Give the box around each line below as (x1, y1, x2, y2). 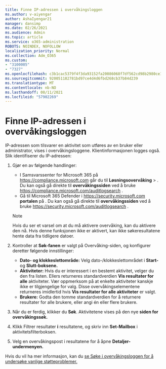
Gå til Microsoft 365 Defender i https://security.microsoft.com (19, 193, 146, 199)
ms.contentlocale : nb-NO (5, 85, 56, 90)
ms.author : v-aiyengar (5, 12, 52, 17)
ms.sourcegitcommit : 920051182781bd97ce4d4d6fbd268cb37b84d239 (5, 76, 138, 81)
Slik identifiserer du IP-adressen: (5, 153, 72, 159)
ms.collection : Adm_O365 (5, 53, 56, 58)
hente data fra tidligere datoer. (12, 233, 75, 239)
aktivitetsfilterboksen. (12, 329, 57, 335)
